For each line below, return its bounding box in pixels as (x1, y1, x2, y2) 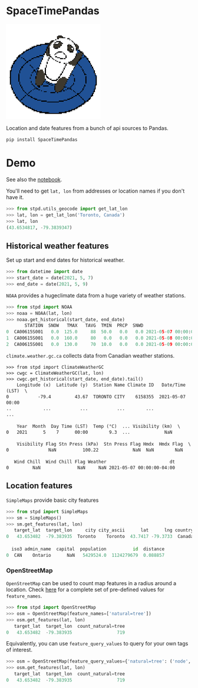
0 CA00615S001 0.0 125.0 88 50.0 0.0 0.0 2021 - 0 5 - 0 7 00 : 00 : (6, 329, 192, 335)
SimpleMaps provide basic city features (6, 496, 99, 504)
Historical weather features (6, 241, 109, 251)
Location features (6, 481, 72, 491)
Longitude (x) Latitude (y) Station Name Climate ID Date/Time (16, 382, 186, 388)
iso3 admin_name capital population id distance (11, 546, 165, 552)
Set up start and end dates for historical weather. (6, 257, 125, 264)
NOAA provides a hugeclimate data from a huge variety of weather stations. (6, 291, 186, 299)
